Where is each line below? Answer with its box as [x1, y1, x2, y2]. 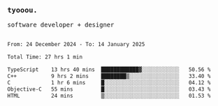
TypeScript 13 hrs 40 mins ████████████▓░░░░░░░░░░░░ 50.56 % [7, 66, 211, 73]
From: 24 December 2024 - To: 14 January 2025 [7, 41, 145, 48]
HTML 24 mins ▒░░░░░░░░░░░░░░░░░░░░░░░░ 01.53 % [7, 92, 211, 99]
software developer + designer [7, 21, 115, 29]
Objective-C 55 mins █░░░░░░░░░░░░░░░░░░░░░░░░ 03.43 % [7, 86, 211, 93]
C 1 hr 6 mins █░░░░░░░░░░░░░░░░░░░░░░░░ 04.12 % [7, 79, 211, 86]
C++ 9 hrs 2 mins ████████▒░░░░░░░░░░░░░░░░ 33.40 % [7, 73, 211, 79]
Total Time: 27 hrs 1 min [7, 54, 82, 61]
